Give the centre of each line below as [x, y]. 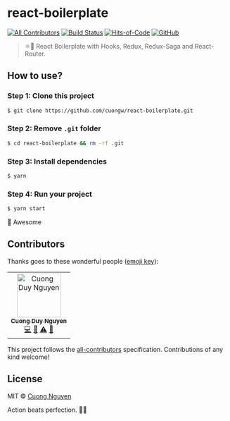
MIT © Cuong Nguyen [39, 396]
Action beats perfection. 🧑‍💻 [47, 410]
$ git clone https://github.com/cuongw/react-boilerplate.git [100, 111]
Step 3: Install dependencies [57, 161]
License [25, 379]
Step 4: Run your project [50, 194]
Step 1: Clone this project [51, 96]
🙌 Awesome [25, 222]
